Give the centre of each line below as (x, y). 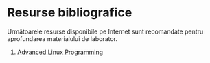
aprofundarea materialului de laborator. (62, 38)
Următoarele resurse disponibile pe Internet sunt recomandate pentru (105, 32)
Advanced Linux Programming (60, 52)
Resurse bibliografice (70, 13)
